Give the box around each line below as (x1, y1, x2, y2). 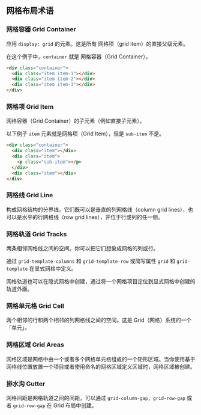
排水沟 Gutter (6, 380, 46, 388)
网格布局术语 (6, 5, 54, 16)
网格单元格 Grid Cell (6, 302, 65, 310)
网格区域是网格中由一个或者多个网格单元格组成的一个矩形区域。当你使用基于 (6, 355, 196, 363)
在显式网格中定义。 (29, 265, 77, 272)
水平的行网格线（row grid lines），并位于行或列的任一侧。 (22, 213, 164, 221)
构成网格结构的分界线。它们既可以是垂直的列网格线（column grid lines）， (6, 206, 188, 213)
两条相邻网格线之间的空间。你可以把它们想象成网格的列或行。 (6, 245, 159, 252)
